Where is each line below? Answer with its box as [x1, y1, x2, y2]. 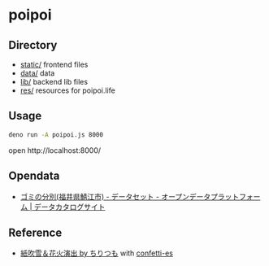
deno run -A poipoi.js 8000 [8, 130, 104, 139]
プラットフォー [210, 191, 261, 201]
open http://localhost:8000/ [8, 145, 102, 155]
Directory [8, 38, 58, 52]
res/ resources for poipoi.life [20, 85, 115, 95]
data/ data [20, 68, 55, 78]
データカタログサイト [33, 202, 106, 211]
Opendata [8, 169, 60, 183]
